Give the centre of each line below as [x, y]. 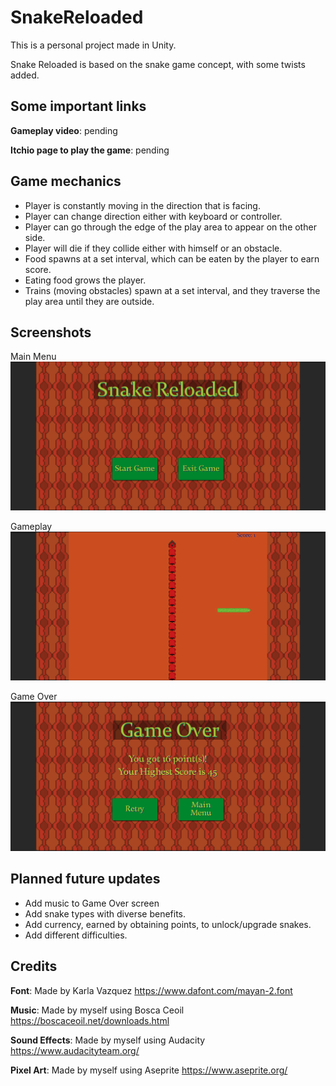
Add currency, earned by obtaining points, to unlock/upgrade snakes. [168, 924]
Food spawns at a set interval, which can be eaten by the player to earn [172, 258]
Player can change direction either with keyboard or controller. [153, 216]
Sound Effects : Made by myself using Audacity [108, 1040]
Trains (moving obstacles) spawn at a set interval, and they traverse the [172, 290]
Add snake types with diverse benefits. [105, 913]
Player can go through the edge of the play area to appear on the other [170, 227]
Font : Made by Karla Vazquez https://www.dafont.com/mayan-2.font [151, 990]
